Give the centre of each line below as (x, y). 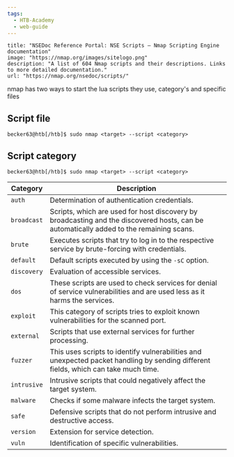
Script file (29, 118)
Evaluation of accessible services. (106, 271)
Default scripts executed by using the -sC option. (129, 260)
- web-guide (31, 26)
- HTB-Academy (34, 20)
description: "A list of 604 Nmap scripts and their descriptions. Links (117, 64)
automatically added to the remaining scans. (122, 229)
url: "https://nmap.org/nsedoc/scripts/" (68, 76)
